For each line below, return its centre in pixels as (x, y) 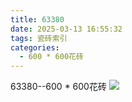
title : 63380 (37, 19)
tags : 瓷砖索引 (39, 38)
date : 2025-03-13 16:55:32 (66, 29)
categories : (35, 47)
